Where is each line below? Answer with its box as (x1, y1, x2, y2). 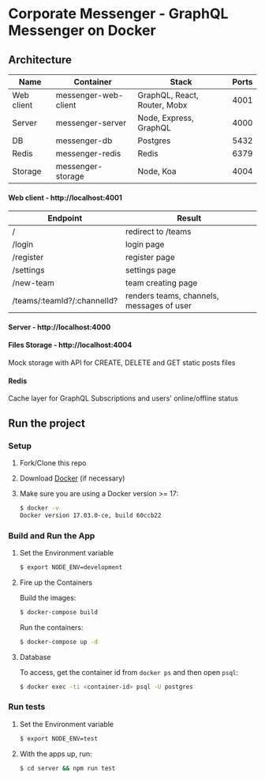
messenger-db (55, 135, 113, 146)
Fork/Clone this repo (19, 458, 87, 467)
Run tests (8, 701, 46, 712)
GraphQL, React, (137, 90, 199, 100)
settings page (125, 265, 176, 276)
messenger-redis (55, 148, 121, 159)
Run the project (8, 416, 85, 430)
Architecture (8, 53, 73, 66)
